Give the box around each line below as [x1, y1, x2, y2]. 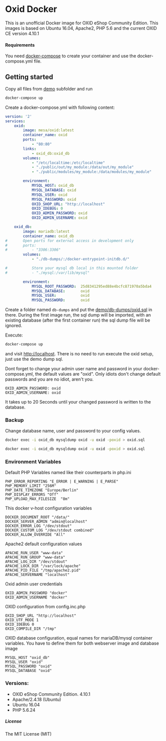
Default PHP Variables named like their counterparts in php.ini [5, 470, 131, 476]
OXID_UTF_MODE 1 [5, 618, 39, 623]
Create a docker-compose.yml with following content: [5, 104, 115, 110]
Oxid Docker [5, 3, 57, 15]
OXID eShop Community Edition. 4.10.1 [12, 691, 91, 697]
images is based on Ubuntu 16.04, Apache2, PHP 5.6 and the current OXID [5, 25, 157, 31]
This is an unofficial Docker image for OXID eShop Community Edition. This [5, 20, 159, 26]
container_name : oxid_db [23, 234, 74, 239]
